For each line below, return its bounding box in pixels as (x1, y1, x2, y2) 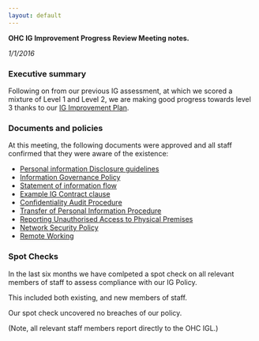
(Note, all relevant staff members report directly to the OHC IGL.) (8, 323, 219, 332)
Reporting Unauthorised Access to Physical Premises (19, 215, 193, 224)
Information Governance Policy (19, 173, 121, 182)
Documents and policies (8, 122, 103, 133)
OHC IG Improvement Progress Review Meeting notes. (8, 33, 190, 43)
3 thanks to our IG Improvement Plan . (8, 103, 129, 112)
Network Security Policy (19, 223, 99, 233)
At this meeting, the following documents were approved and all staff (8, 141, 233, 150)
